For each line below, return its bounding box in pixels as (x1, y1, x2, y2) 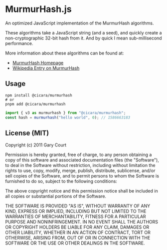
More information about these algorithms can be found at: (5, 50, 124, 56)
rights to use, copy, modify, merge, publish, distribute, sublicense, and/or (5, 167, 156, 173)
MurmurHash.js (5, 3, 72, 15)
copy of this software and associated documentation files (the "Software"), (5, 157, 160, 163)
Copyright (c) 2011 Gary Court (5, 142, 67, 148)
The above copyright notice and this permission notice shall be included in (5, 188, 158, 194)
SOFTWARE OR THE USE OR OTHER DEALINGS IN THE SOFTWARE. (5, 240, 145, 246)
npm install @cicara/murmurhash (5, 92, 72, 98)
